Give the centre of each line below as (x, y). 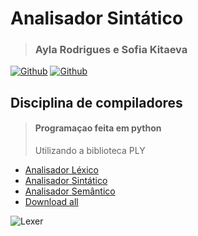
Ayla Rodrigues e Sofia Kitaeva (111, 50)
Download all (51, 202)
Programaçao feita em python (98, 128)
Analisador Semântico (70, 191)
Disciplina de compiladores (96, 102)
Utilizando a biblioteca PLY (90, 151)
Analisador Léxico (61, 170)
